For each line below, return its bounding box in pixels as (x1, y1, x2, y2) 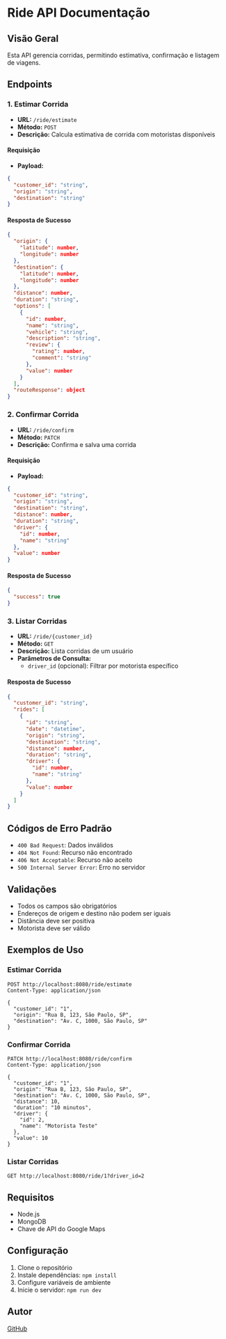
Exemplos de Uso (7, 944, 84, 956)
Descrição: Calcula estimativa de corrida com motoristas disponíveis (17, 130, 216, 139)
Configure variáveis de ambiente (17, 1278, 111, 1286)
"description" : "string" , (25, 335, 101, 342)
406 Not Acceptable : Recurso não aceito (17, 856, 133, 864)
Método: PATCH (17, 433, 60, 441)
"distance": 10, (13, 1098, 60, 1105)
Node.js (17, 1210, 40, 1219)
